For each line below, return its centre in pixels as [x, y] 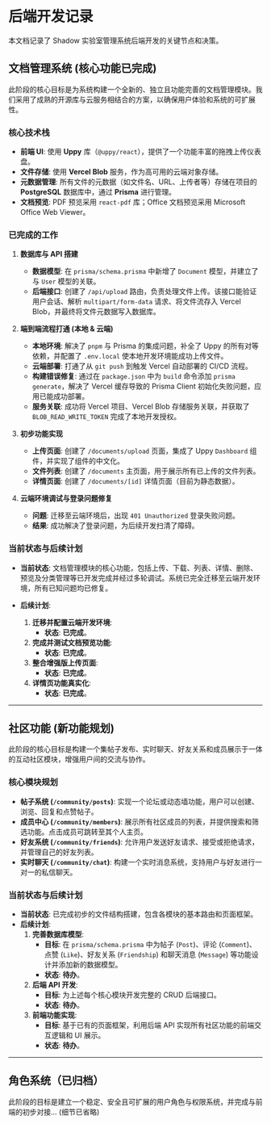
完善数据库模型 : [58, 934]
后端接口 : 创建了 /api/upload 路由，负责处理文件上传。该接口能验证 [144, 291]
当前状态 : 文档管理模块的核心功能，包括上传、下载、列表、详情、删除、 [139, 568]
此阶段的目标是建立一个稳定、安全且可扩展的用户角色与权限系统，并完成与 [132, 1101]
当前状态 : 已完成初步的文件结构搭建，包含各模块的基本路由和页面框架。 [139, 914]
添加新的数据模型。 [90, 965]
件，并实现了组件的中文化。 [78, 461]
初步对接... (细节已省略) [61, 1112]
